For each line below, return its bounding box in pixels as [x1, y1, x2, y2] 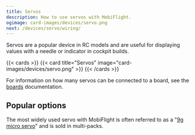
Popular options [6, 100, 67, 110]
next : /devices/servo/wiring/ [6, 25, 81, 31]
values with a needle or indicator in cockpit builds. [6, 48, 129, 55]
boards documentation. [6, 83, 64, 91]
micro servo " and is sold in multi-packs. [6, 123, 104, 130]
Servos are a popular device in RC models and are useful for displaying [6, 41, 180, 49]
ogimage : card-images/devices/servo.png [6, 20, 108, 25]
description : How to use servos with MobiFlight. [6, 14, 132, 20]
